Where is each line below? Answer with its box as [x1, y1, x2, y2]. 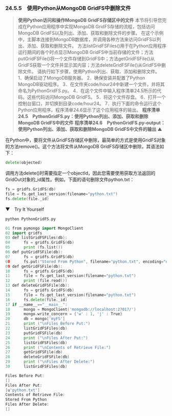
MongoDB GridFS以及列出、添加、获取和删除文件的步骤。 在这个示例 [17, 30, 164, 36]
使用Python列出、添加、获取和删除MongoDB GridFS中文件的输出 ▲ [17, 126, 162, 132]
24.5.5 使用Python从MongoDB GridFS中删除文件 [5, 4, 132, 11]
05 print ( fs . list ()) [5, 245, 63, 250]
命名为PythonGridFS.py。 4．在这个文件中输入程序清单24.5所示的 [17, 88, 157, 94]
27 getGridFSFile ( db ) [5, 350, 63, 355]
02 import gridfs [5, 230, 42, 235]
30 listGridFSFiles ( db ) [5, 364, 68, 369]
